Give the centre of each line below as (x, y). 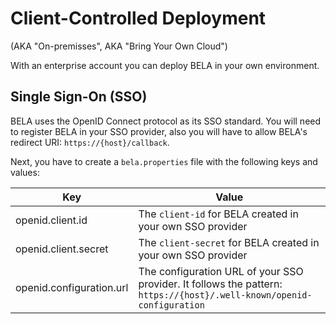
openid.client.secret (62, 249)
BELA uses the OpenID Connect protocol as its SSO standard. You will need (166, 121)
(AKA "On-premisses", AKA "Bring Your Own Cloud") (119, 46)
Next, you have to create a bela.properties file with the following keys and (164, 161)
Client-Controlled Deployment (138, 18)
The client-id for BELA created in (218, 214)
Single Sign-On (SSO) (79, 97)
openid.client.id (51, 220)
